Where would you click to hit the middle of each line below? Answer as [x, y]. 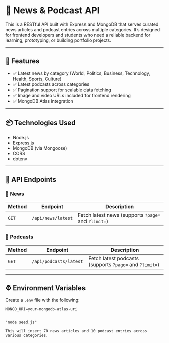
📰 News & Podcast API [52, 10]
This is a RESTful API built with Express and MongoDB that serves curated [82, 24]
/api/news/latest [53, 218]
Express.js [23, 143]
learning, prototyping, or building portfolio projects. [58, 40]
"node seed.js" [21, 322]
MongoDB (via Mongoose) [40, 148]
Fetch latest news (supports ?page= [119, 215]
